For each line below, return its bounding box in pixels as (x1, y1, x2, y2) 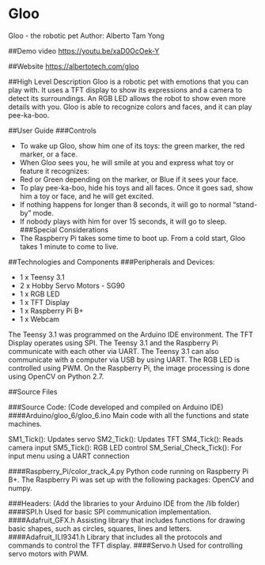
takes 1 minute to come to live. (19, 242, 119, 251)
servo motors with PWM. (8, 548, 89, 558)
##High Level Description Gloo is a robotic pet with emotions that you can (8, 77, 249, 86)
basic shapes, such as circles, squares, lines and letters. (8, 523, 192, 533)
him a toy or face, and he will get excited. (19, 191, 154, 201)
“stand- (233, 199, 258, 209)
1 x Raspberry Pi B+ (19, 306, 84, 315)
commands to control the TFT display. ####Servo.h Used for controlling (8, 541, 244, 550)
